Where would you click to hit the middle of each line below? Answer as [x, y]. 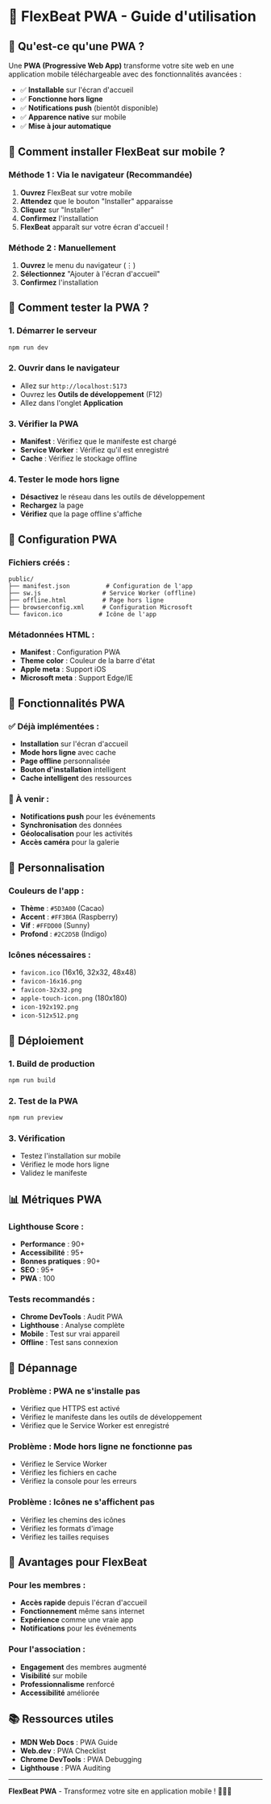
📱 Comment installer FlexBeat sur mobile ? [117, 152]
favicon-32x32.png [51, 990]
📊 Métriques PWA [55, 1199]
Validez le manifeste [53, 1173]
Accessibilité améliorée [60, 1693]
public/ [21, 579]
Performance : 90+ [52, 1244]
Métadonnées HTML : [52, 635]
